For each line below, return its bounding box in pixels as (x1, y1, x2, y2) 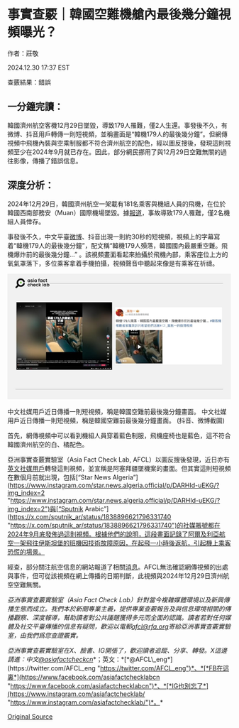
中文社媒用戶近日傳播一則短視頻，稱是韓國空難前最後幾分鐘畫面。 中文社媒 (7, 408, 227, 416)
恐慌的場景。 (7, 548, 45, 556)
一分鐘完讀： (7, 101, 64, 113)
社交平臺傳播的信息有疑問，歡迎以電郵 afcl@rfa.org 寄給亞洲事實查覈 (19, 622, 218, 631)
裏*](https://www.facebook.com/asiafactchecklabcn (7, 673, 160, 682)
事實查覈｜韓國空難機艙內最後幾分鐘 (7, 6, 219, 23)
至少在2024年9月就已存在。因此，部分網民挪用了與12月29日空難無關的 (13, 147, 221, 156)
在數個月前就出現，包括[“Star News (7, 473, 111, 482)
